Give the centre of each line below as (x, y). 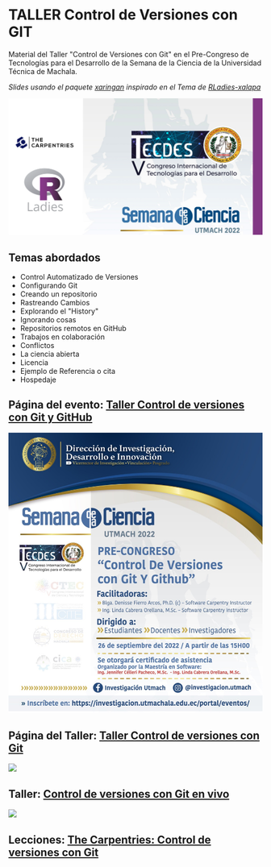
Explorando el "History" (59, 311)
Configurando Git (49, 285)
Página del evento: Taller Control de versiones (126, 405)
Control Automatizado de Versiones (79, 276)
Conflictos (37, 345)
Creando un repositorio (58, 294)
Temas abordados (54, 257)
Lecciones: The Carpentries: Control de (110, 840)
